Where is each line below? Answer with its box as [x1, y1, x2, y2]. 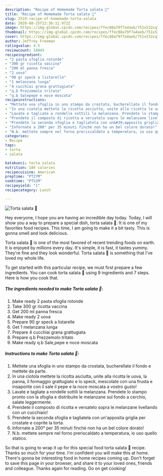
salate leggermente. [12, 399, 52, 405]
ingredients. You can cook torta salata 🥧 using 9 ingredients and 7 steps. [5, 269, 150, 275]
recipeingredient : [5, 52, 42, 57]
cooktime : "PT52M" [5, 178, 42, 184]
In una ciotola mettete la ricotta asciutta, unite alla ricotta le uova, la [12, 373, 147, 379]
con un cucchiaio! [12, 409, 48, 415]
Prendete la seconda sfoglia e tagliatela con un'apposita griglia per [12, 414, 146, 421]
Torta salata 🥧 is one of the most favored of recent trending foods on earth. [5, 239, 155, 246]
